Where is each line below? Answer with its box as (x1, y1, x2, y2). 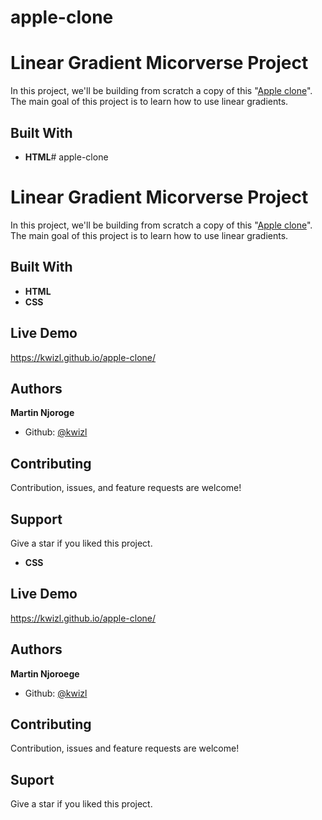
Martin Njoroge (10, 407, 75, 419)
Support (10, 511, 63, 528)
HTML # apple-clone (24, 151, 109, 163)
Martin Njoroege (10, 667, 80, 680)
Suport (10, 771, 55, 788)
